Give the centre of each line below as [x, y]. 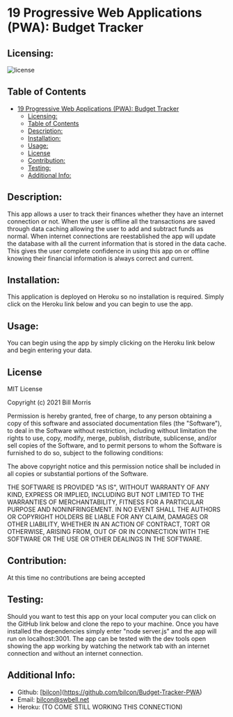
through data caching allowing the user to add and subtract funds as [105, 228]
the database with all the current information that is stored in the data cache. [117, 243]
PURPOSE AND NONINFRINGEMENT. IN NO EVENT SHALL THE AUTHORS [114, 510]
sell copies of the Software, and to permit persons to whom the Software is [115, 446]
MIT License [25, 389]
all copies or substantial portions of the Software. [78, 474]
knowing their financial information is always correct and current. [101, 258]
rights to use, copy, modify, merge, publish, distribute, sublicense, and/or [112, 438]
